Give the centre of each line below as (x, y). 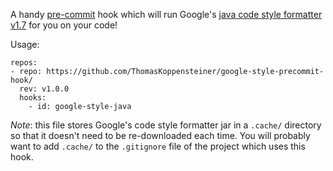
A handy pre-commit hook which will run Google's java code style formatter (166, 14)
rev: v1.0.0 (44, 89)
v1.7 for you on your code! (64, 25)
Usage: (25, 44)
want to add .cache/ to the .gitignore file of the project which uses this (158, 146)
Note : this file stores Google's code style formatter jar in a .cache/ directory (166, 125)
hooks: (33, 98)
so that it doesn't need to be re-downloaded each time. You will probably (160, 135)
